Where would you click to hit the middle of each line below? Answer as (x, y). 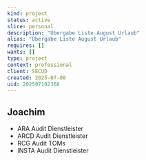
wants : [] (21, 52)
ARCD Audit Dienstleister (52, 136)
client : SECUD (28, 71)
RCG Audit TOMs (41, 143)
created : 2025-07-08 (37, 78)
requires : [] (26, 46)
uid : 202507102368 (33, 84)
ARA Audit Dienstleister (50, 129)
